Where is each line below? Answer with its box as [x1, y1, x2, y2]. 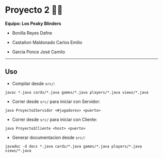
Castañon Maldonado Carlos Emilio [12, 39, 82, 45]
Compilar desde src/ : [12, 80, 55, 86]
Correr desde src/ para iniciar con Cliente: [12, 117, 98, 122]
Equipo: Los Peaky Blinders [5, 20, 62, 26]
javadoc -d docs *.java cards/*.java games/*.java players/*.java [5, 144, 142, 149]
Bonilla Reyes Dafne [12, 30, 52, 36]
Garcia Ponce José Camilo [12, 49, 65, 55]
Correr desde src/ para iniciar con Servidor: [12, 99, 100, 104]
